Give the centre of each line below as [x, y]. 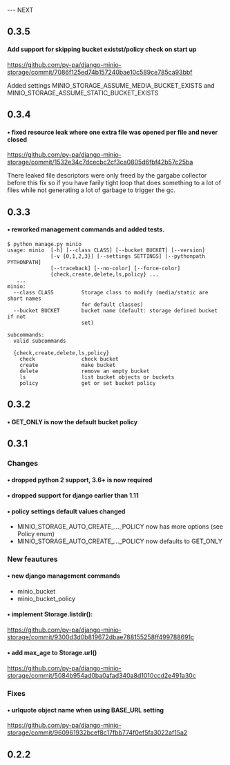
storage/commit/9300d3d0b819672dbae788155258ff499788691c [101, 637]
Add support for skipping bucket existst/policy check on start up [102, 49]
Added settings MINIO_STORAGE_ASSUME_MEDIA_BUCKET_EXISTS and [111, 85]
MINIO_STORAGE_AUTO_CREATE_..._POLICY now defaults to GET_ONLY [119, 541]
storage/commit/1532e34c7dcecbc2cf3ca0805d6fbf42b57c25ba [100, 162]
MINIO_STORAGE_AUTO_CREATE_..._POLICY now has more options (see [120, 527]
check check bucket [69, 359]
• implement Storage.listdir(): [50, 614]
